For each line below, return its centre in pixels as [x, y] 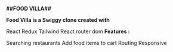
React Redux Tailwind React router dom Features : [68, 31]
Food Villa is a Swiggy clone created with [58, 20]
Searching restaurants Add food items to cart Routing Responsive [86, 43]
